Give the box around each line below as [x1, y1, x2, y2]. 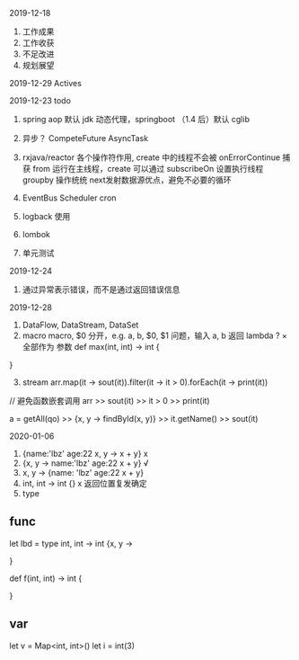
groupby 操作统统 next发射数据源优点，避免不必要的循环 [22, 174, 232, 185]
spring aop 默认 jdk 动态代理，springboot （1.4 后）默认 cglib [22, 114, 250, 124]
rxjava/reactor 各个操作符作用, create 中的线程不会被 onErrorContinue [22, 152, 281, 163]
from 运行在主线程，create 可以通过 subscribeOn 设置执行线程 [32, 164, 264, 174]
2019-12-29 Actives [9, 78, 83, 88]
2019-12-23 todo [9, 95, 72, 106]
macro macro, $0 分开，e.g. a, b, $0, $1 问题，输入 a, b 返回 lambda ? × [22, 330, 287, 341]
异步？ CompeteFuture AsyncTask [22, 133, 149, 143]
